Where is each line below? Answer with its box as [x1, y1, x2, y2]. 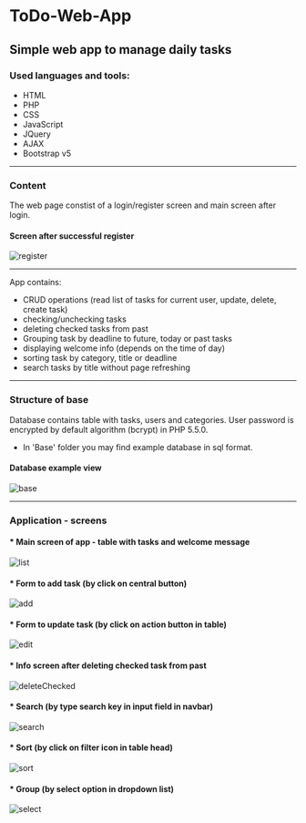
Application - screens [9, 514, 107, 527]
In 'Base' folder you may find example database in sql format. [22, 441, 253, 452]
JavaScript [22, 118, 64, 129]
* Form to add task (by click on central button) [9, 578, 188, 589]
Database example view [9, 462, 102, 474]
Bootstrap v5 [22, 148, 71, 159]
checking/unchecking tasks [22, 314, 127, 324]
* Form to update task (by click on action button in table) [9, 619, 228, 630]
